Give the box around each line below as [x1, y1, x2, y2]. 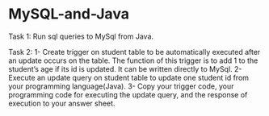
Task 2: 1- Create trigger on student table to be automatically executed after [8, 47, 261, 56]
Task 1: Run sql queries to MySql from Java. [8, 31, 154, 41]
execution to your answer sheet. [8, 98, 116, 108]
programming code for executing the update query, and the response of [8, 89, 248, 99]
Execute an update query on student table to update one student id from [8, 72, 249, 82]
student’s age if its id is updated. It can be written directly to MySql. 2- [8, 64, 242, 73]
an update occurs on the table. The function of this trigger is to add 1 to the [8, 56, 258, 65]
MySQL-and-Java [8, 5, 129, 23]
